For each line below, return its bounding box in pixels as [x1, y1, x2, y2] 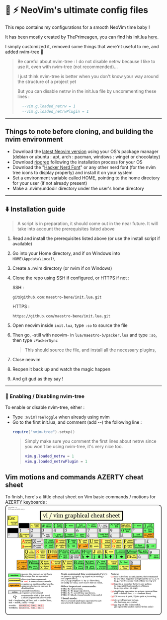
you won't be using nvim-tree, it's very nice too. [24, 444, 123, 450]
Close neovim [12, 357, 41, 363]
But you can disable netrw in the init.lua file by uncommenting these [17, 88, 157, 94]
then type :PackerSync [12, 337, 58, 343]
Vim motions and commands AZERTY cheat [5, 473, 144, 481]
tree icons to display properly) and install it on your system [12, 169, 133, 175]
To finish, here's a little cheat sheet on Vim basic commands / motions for [5, 494, 156, 500]
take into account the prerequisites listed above [17, 226, 115, 232]
